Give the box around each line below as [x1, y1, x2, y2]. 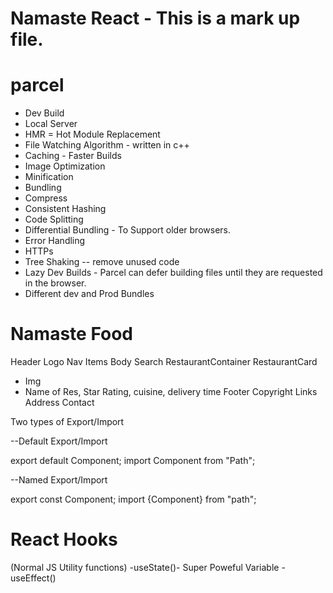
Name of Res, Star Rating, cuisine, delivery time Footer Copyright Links [24, 386, 318, 398]
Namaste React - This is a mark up [10, 7, 301, 30]
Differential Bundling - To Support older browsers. [24, 224, 231, 236]
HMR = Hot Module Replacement [24, 128, 161, 141]
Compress [24, 192, 68, 204]
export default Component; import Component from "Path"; [10, 455, 256, 467]
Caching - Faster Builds [24, 150, 122, 162]
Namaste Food [10, 323, 133, 346]
